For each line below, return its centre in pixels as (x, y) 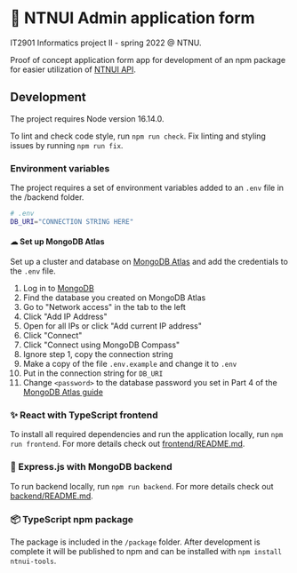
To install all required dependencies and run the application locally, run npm (147, 434)
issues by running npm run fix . (67, 145)
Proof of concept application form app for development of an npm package (148, 60)
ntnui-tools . (33, 561)
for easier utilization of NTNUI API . (73, 69)
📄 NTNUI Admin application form (133, 18)
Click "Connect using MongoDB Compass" (101, 345)
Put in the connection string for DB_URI (93, 373)
